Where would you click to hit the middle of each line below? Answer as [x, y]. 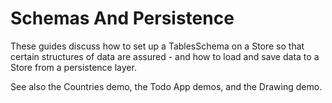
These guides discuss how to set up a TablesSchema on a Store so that [157, 46]
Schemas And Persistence [122, 18]
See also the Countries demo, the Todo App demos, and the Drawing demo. [166, 86]
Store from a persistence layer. [73, 67]
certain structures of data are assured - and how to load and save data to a [165, 56]
